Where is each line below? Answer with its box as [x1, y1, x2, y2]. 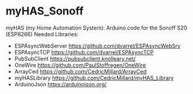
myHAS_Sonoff [5, 4, 84, 18]
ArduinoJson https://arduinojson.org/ [14, 80, 107, 88]
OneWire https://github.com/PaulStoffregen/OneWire [14, 61, 146, 69]
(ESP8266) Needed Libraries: [5, 30, 79, 37]
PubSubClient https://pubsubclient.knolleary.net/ [14, 55, 136, 62]
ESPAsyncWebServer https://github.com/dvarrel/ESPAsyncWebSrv [14, 42, 181, 49]
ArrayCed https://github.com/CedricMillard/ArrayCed [14, 67, 147, 75]
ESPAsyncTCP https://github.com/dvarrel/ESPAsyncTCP [14, 48, 154, 55]
